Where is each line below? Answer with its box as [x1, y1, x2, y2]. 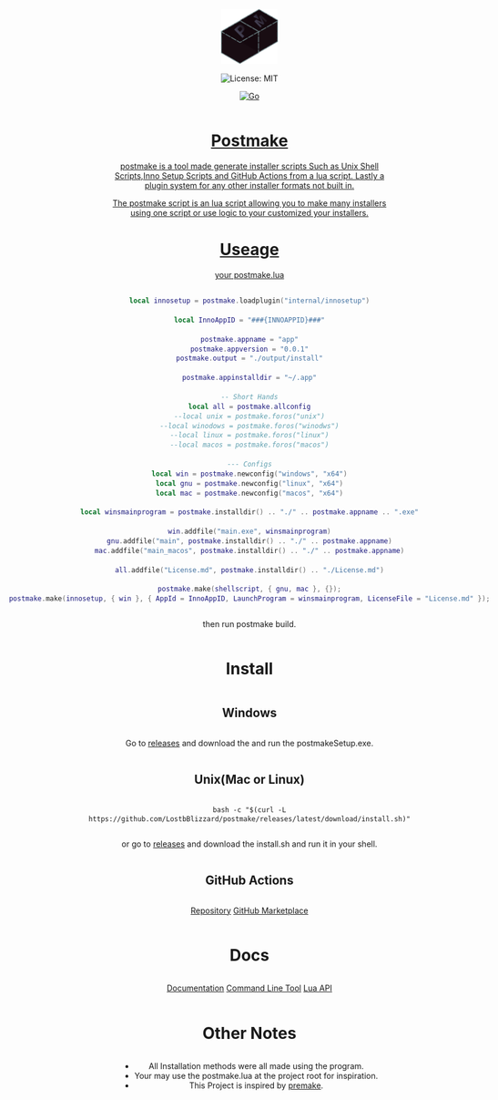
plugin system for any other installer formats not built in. [144, 180, 355, 191]
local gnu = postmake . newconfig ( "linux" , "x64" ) [155, 478, 344, 488]
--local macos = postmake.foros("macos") [169, 440, 330, 450]
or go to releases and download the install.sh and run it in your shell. [121, 838, 378, 849]
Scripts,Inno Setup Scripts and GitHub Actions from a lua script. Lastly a [114, 170, 385, 181]
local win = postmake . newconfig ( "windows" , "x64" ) [151, 469, 348, 478]
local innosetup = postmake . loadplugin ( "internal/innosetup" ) [128, 296, 371, 305]
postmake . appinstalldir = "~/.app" [181, 374, 318, 383]
